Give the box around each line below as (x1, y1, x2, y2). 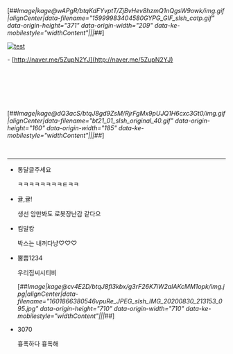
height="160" (7, 124, 45, 132)
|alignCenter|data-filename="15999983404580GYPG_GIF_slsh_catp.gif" (7, 14, 215, 22)
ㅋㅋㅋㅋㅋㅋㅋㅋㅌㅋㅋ (17, 180, 80, 188)
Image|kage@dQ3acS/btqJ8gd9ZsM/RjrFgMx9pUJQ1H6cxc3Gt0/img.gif (17, 109, 226, 117)
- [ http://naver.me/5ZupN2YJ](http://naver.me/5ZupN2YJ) (7, 55, 173, 64)
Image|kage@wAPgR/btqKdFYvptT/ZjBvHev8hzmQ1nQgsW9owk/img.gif (17, 7, 225, 15)
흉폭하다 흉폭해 (17, 339, 59, 348)
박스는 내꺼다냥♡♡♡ (17, 239, 78, 247)
